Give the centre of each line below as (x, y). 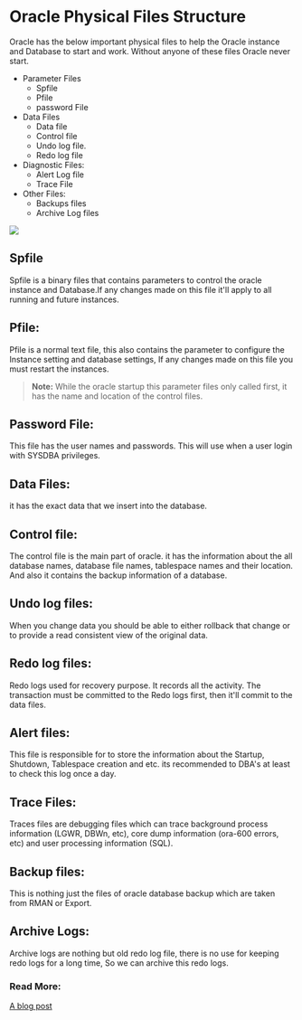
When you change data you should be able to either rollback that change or (150, 625)
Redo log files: (51, 663)
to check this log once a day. (63, 774)
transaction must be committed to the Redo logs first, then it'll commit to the (151, 694)
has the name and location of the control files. (117, 396)
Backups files (61, 203)
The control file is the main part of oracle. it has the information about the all (151, 556)
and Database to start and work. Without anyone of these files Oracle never (150, 51)
